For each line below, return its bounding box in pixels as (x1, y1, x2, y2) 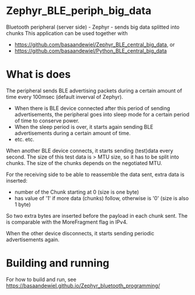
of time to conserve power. (14, 117, 80, 124)
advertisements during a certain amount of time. (14, 129, 131, 136)
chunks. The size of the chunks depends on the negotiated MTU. (6, 159, 162, 166)
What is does (6, 68, 71, 81)
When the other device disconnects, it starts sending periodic (6, 229, 155, 236)
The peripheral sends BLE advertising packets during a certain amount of (6, 87, 182, 94)
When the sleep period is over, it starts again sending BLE (14, 123, 154, 130)
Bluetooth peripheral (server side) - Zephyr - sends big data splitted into (6, 23, 180, 30)
